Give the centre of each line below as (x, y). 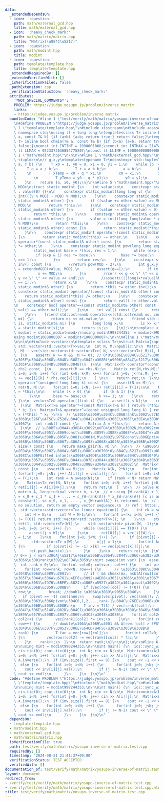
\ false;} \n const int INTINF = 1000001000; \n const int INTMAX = (81, 146)
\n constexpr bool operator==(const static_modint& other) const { (87, 305)
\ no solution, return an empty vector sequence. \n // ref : (78, 505)
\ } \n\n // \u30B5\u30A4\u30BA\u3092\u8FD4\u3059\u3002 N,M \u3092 (84, 428)
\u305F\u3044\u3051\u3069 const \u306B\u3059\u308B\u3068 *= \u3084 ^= (83, 433)
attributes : (22, 96)
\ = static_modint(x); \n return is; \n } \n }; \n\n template (84, 328)
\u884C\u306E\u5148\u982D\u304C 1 (48, 610)
